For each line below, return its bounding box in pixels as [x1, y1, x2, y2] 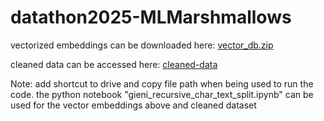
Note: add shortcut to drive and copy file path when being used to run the [10, 77, 314, 90]
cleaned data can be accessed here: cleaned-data [10, 58, 218, 70]
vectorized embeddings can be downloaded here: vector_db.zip [10, 39, 274, 51]
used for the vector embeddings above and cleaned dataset [10, 99, 257, 111]
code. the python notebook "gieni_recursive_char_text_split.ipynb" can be [10, 88, 314, 100]
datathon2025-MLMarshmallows [10, 6, 292, 29]
